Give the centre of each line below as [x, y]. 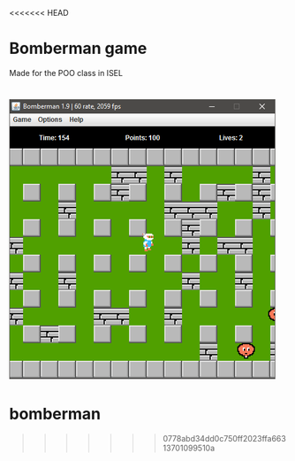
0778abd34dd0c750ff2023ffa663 [225, 439]
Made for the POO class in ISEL [66, 73]
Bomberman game [78, 49]
